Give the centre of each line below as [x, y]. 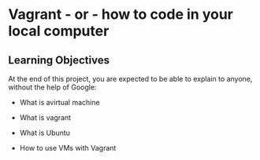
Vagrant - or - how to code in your [121, 15]
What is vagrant [45, 118]
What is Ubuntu [45, 133]
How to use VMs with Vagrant [68, 148]
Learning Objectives [59, 60]
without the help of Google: [52, 87]
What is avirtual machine [59, 102]
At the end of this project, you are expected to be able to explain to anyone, [130, 79]
